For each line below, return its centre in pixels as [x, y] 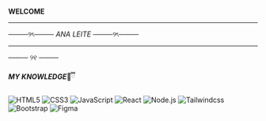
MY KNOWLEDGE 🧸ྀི [42, 77]
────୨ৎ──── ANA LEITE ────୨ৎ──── [74, 34]
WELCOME [27, 11]
